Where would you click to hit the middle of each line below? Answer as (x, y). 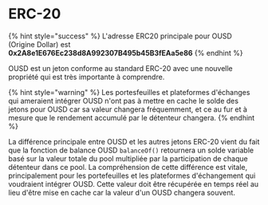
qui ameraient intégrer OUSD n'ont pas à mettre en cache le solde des (124, 101)
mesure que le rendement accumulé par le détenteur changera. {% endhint (132, 117)
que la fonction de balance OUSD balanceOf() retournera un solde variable (131, 150)
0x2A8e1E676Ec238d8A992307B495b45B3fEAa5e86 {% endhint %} (126, 53)
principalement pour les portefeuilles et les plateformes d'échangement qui (132, 175)
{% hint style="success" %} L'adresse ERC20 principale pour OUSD (120, 36)
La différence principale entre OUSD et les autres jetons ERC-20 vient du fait (134, 141)
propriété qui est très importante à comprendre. (87, 77)
